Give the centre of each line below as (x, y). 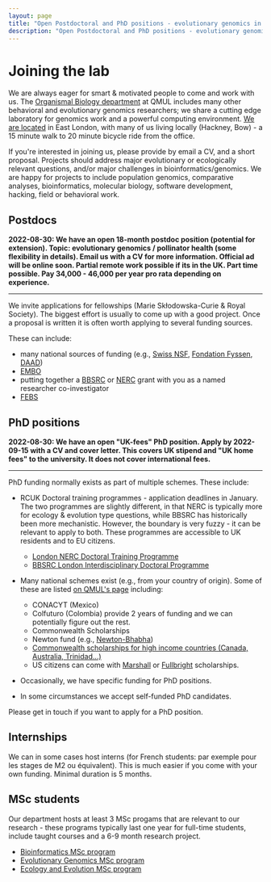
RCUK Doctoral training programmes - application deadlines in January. (139, 498)
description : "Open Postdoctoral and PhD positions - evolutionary (124, 31)
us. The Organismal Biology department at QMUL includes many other (125, 102)
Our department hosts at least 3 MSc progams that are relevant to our (124, 819)
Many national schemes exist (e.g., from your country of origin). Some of (141, 580)
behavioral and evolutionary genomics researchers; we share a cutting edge (135, 111)
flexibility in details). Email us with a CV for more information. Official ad (131, 257)
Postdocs (33, 220)
